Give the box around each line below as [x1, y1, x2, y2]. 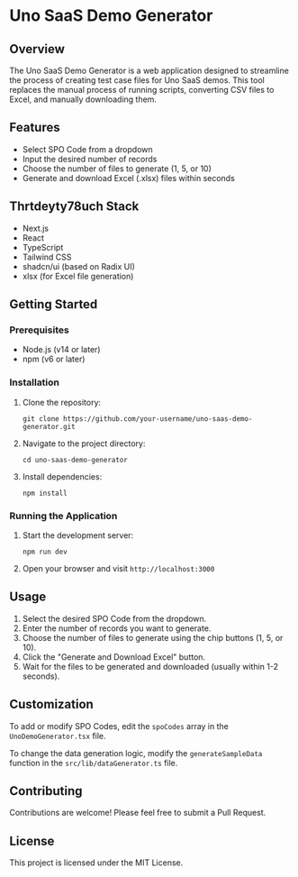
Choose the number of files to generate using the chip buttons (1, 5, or [22, 632, 284, 643]
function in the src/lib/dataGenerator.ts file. [9, 757, 178, 768]
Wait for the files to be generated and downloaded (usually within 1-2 [22, 661, 279, 671]
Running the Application [9, 509, 118, 522]
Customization [9, 697, 95, 712]
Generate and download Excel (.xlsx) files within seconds [22, 172, 236, 183]
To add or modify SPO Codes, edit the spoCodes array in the [9, 720, 230, 731]
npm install [22, 489, 68, 498]
